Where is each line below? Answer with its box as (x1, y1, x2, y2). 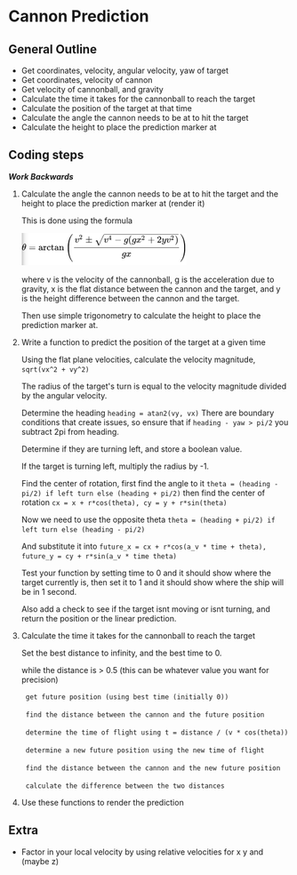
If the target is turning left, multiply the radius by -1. (20, 461, 210, 471)
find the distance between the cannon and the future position (25, 710, 265, 719)
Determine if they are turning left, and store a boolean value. (20, 443, 243, 454)
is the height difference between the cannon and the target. (20, 293, 240, 303)
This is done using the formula (20, 215, 133, 226)
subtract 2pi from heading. (20, 426, 119, 437)
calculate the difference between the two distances (25, 781, 225, 791)
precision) (20, 674, 59, 685)
